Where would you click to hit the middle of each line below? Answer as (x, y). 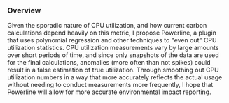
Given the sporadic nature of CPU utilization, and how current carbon (107, 26)
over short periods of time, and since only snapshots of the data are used (113, 55)
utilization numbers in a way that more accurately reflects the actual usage (115, 77)
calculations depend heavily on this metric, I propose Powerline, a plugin (112, 33)
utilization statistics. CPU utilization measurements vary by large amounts (113, 48)
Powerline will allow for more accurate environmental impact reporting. (109, 92)
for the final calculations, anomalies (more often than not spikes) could (109, 63)
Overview (24, 10)
